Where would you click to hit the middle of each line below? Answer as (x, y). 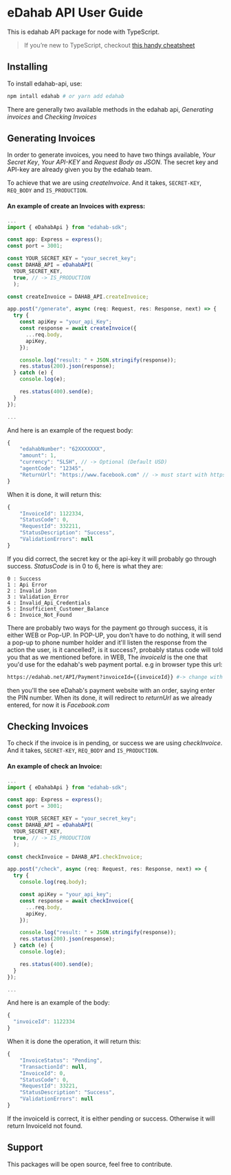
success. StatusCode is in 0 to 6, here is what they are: (85, 566)
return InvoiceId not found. (45, 1125)
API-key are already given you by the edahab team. (80, 170)
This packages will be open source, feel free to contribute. (90, 1164)
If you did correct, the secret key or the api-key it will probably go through (112, 559)
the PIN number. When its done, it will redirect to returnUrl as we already (110, 698)
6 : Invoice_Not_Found (40, 615)
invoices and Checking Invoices (52, 117)
